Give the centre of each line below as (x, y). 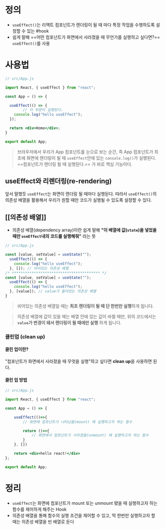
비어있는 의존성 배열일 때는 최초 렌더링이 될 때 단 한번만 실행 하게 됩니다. (85, 306)
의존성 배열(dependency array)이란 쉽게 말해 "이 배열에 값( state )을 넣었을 (84, 230)
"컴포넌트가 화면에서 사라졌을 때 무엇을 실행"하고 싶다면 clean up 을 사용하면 (79, 361)
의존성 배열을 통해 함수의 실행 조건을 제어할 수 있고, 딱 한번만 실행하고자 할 (84, 515)
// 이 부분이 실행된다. (43, 110)
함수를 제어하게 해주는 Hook (39, 509)
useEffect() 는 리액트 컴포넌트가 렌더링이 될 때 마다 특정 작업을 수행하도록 (83, 25)
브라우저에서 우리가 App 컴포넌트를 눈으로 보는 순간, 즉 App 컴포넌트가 (85, 152)
